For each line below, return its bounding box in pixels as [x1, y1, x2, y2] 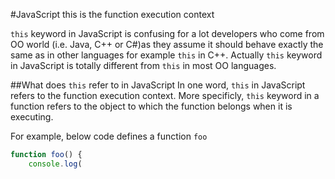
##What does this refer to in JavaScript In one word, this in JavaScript [10, 79, 306, 91]
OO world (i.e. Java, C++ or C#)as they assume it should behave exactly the [10, 39, 324, 50]
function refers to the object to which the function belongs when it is [10, 100, 293, 112]
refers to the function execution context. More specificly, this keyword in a [10, 90, 320, 101]
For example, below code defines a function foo [10, 130, 208, 142]
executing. [10, 111, 54, 123]
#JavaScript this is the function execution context [10, 9, 215, 20]
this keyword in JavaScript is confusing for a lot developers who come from [10, 28, 325, 39]
